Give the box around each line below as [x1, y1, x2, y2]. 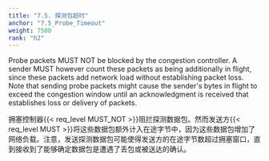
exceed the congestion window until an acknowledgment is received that [8, 89, 249, 100]
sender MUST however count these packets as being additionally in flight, [8, 65, 252, 74]
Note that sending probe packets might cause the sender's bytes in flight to [8, 81, 258, 91]
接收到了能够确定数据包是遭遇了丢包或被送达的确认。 [14, 144, 191, 154]
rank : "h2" [8, 33, 45, 42]
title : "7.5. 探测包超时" [8, 11, 89, 20]
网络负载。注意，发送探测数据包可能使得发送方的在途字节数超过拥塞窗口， [8, 135, 254, 144]
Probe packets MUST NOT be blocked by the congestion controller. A [8, 56, 238, 65]
